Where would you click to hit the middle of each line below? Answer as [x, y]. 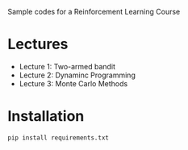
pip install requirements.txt [58, 137]
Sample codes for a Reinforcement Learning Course [94, 12]
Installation [46, 117]
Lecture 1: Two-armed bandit [67, 66]
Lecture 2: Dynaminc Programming [77, 75]
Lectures [38, 44]
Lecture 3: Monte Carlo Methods [73, 83]
